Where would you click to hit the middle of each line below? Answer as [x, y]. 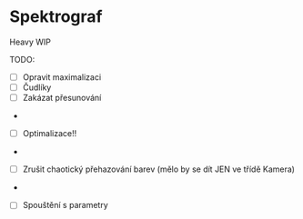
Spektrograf [56, 17]
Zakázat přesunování [62, 98]
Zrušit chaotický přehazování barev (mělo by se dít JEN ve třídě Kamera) [159, 169]
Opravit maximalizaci [62, 77]
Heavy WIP [30, 42]
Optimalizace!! [50, 134]
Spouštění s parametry [65, 205]
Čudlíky [37, 87]
